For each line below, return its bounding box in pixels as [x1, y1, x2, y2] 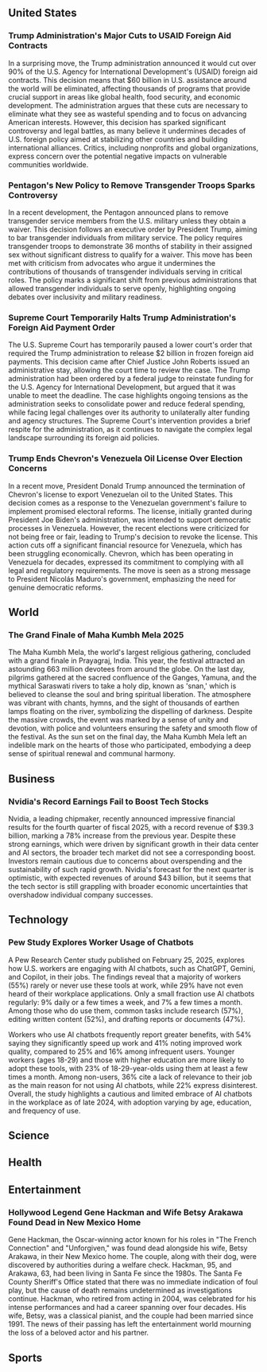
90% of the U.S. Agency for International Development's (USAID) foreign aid [8, 67, 258, 76]
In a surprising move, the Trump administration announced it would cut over [8, 58, 257, 68]
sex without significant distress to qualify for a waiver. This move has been [8, 250, 253, 259]
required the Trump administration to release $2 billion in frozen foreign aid [8, 349, 254, 358]
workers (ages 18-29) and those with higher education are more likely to [8, 1054, 245, 1065]
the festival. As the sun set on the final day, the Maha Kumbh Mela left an [8, 732, 247, 742]
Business [8, 772, 56, 785]
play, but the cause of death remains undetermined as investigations [8, 1285, 233, 1296]
